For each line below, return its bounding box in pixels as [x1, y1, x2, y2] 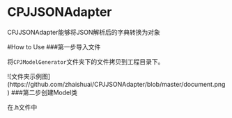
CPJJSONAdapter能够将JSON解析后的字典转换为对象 [7, 28, 160, 36]
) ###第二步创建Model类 [7, 88, 78, 96]
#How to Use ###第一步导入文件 [7, 42, 101, 51]
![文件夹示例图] [7, 72, 51, 81]
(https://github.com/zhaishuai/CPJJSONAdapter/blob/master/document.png [7, 80, 226, 88]
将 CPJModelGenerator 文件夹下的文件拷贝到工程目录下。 [7, 57, 164, 66]
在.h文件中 [7, 103, 38, 111]
